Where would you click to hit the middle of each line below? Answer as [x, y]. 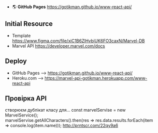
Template [21, 35]
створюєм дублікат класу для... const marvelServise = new [65, 110]
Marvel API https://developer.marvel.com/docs [58, 46]
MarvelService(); [22, 115]
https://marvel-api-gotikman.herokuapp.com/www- [96, 78]
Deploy [16, 61]
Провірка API [26, 99]
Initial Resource [29, 24]
